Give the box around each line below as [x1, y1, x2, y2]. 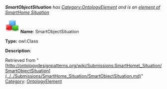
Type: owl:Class [5, 38, 38, 44]
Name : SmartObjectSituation [20, 29, 80, 34]
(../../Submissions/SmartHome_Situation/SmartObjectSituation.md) [5, 73, 142, 79]
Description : [5, 48, 31, 53]
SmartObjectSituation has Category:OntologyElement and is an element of [5, 4, 161, 10]
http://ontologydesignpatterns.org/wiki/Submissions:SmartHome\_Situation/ [6, 63, 162, 68]
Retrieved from [5, 57, 36, 63]
